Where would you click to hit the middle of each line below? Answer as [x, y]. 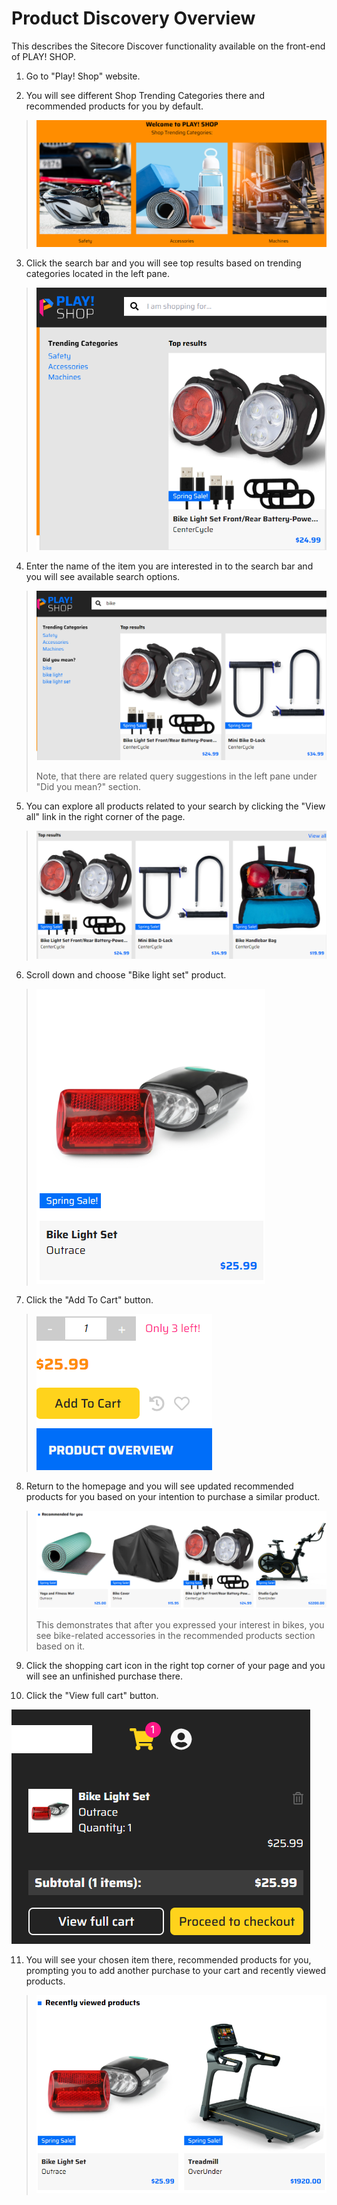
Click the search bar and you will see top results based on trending [163, 263]
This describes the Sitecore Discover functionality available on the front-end [168, 46]
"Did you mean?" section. [88, 787]
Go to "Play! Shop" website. [83, 76]
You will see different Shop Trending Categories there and [145, 95]
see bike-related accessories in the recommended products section [175, 1635]
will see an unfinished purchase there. [104, 1676]
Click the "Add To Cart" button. [89, 1299]
